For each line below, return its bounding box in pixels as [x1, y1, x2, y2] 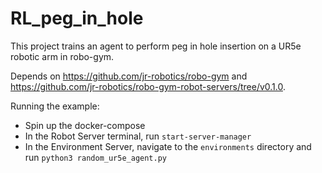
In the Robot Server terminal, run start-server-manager [24, 130, 252, 142]
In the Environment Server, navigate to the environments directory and [24, 140, 312, 152]
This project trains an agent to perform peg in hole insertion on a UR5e [10, 40, 302, 52]
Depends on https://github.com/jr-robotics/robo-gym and [10, 70, 248, 82]
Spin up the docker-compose [24, 119, 146, 131]
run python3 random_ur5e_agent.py [24, 151, 168, 163]
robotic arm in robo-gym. [10, 50, 115, 62]
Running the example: [10, 100, 100, 112]
